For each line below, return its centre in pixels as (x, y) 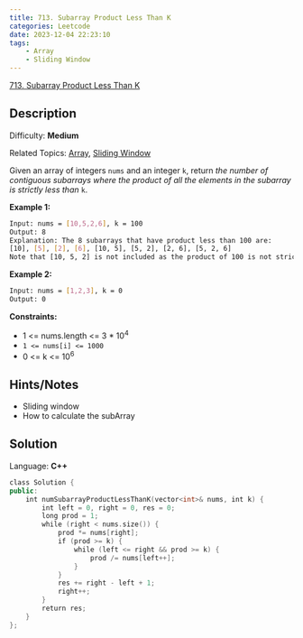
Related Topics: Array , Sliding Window (80, 153)
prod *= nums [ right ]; (98, 533)
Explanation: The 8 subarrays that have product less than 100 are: (141, 240)
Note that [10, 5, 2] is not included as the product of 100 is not (141, 257)
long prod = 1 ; (70, 516)
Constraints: (33, 316)
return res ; (64, 608)
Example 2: (31, 274)
